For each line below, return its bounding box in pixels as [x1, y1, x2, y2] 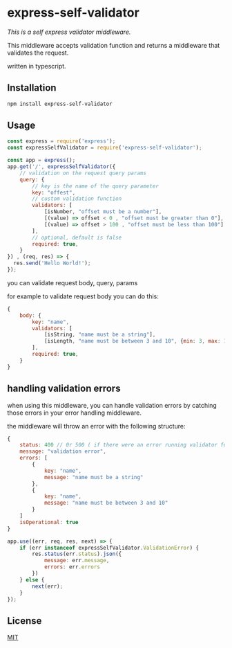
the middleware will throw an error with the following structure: [7, 422, 186, 430]
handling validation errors [7, 383, 121, 395]
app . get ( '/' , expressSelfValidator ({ [7, 163, 116, 170]
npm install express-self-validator [7, 100, 113, 107]
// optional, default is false [32, 234, 122, 241]
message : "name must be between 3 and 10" [43, 500, 168, 507]
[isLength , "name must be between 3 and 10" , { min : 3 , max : [43, 338, 221, 345]
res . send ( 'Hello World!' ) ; [13, 260, 91, 267]
